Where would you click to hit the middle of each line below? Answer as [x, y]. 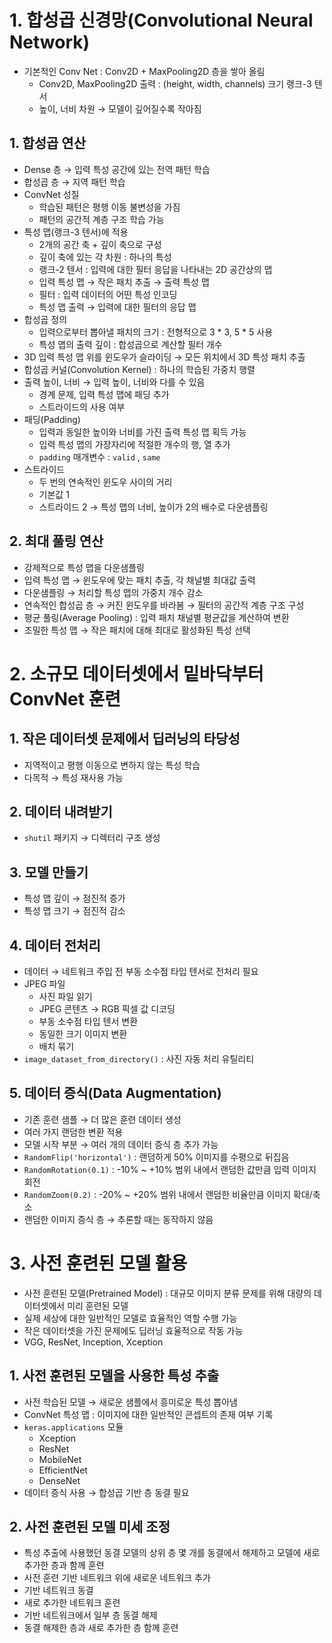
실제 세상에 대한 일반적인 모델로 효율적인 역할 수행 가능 [130, 1318]
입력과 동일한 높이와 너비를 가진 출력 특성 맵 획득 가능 [142, 432]
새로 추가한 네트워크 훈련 [72, 1603]
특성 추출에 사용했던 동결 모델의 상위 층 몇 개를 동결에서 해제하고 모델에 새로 [172, 1553]
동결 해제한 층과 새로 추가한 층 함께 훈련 [101, 1628]
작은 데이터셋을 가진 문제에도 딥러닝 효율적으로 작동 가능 [133, 1330]
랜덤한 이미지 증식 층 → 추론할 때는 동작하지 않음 [118, 1219]
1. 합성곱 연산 [47, 143]
